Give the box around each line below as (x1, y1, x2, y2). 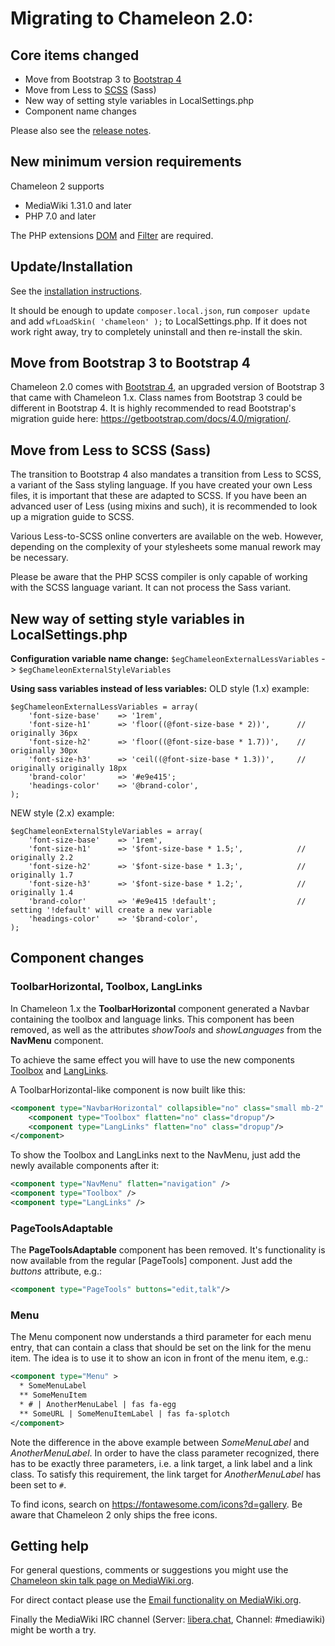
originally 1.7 (10, 870, 74, 881)
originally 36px (10, 728, 78, 739)
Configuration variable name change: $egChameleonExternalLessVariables (10, 653, 320, 665)
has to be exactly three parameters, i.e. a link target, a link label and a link (10, 1457, 313, 1469)
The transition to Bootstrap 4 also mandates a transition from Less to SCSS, (10, 468, 322, 481)
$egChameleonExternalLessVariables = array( (10, 702, 199, 712)
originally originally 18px (10, 763, 128, 774)
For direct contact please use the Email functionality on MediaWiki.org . (10, 1594, 302, 1606)
